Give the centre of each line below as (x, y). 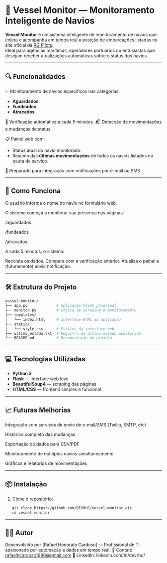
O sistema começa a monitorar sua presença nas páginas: (65, 212)
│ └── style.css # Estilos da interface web (60, 329)
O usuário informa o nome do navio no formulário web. (61, 203)
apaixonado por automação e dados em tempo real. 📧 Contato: (70, 550)
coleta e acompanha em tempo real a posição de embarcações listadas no (82, 40)
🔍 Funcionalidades (35, 77)
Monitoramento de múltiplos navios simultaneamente (59, 453)
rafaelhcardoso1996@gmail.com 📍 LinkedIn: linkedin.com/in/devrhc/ (75, 556)
